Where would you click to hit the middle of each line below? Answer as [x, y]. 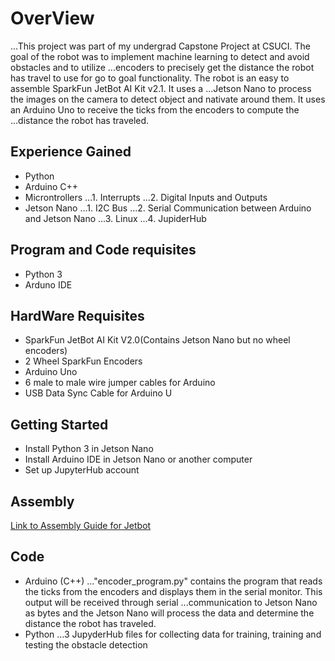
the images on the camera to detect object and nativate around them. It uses [168, 99]
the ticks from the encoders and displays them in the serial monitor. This [173, 591]
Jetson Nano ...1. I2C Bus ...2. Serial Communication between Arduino [168, 208]
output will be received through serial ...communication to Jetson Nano [171, 602]
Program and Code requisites [103, 250]
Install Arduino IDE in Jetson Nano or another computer [138, 459]
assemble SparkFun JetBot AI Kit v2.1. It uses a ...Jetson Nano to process [161, 88]
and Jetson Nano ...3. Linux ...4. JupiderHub [115, 218]
